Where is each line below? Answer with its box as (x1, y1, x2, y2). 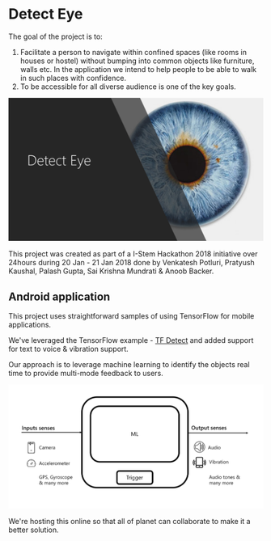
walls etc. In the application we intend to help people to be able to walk (19, 64, 257, 74)
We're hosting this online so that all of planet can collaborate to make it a (8, 516, 251, 526)
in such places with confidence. (19, 73, 127, 82)
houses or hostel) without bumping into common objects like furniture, (19, 56, 255, 66)
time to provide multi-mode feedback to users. (8, 369, 163, 378)
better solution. (8, 525, 59, 535)
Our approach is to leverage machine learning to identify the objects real (8, 360, 250, 370)
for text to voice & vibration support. (8, 344, 129, 354)
